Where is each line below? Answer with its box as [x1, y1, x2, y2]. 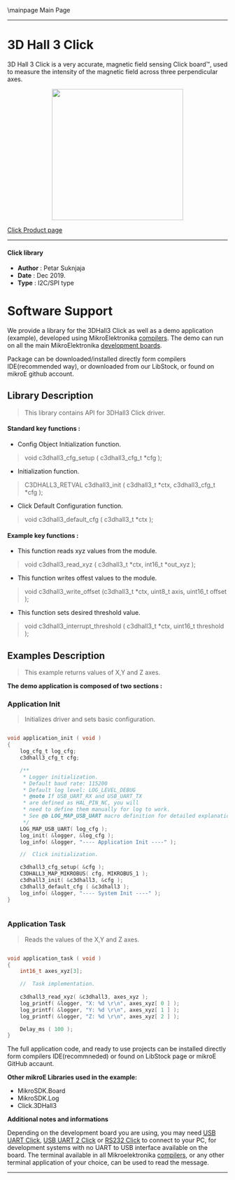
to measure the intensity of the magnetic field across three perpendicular [7, 67, 218, 76]
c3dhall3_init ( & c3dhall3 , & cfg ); [20, 877, 124, 884]
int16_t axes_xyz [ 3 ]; [20, 968, 83, 975]
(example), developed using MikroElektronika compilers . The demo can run [7, 334, 224, 342]
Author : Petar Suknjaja [17, 264, 85, 272]
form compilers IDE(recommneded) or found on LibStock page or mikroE [7, 1052, 217, 1060]
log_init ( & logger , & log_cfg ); [20, 832, 114, 839]
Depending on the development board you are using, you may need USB [7, 1129, 216, 1137]
